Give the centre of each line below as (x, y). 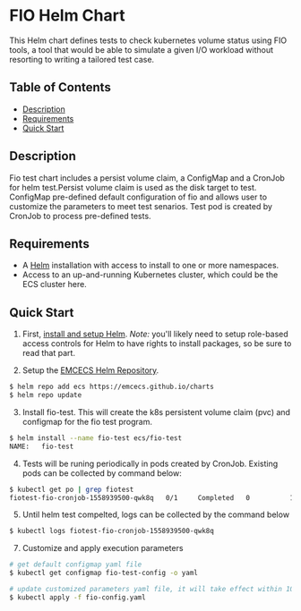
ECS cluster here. (54, 284)
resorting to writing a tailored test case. (82, 59)
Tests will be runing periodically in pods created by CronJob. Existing (150, 463)
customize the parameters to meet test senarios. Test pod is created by (141, 206)
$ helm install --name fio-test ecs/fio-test (95, 438)
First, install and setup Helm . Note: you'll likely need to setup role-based (155, 334)
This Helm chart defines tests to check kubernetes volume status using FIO (148, 40)
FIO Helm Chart (67, 16)
